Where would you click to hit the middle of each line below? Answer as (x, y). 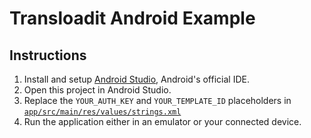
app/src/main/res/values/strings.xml (102, 112)
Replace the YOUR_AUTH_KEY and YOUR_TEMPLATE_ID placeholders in (157, 100)
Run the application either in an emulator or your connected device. (162, 121)
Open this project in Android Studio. (97, 90)
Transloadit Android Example (132, 18)
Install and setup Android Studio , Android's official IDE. (136, 79)
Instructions (48, 55)
